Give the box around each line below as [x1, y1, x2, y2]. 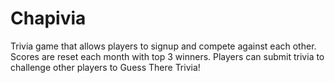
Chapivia [10, 7, 87, 30]
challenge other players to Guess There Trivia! [10, 61, 201, 73]
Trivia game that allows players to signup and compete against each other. [10, 40, 317, 52]
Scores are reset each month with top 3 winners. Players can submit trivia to [10, 50, 325, 62]
